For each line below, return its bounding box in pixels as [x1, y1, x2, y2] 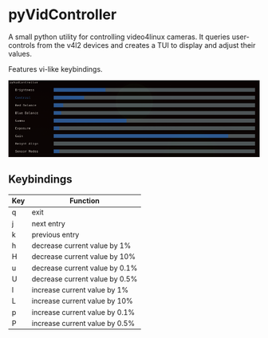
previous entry [31, 230, 80, 239]
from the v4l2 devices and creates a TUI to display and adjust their [37, 40, 256, 49]
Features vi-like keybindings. [8, 64, 103, 73]
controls [8, 40, 36, 49]
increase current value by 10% [31, 297, 133, 306]
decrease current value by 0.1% [31, 263, 138, 273]
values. [8, 49, 32, 58]
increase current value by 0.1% [31, 307, 136, 316]
